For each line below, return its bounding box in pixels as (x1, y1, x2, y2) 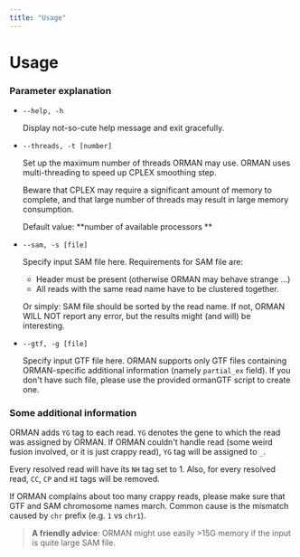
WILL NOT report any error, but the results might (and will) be (22, 311, 251, 322)
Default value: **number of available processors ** (22, 222, 213, 232)
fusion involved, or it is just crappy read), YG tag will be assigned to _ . (9, 447, 267, 458)
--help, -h (22, 107, 64, 116)
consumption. (22, 204, 74, 215)
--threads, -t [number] (22, 142, 113, 151)
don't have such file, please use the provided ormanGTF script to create (22, 374, 291, 385)
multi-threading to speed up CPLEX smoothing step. (22, 167, 217, 178)
